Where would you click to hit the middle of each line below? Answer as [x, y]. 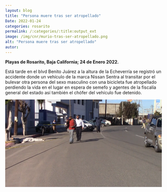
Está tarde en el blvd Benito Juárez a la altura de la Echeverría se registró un [83, 71]
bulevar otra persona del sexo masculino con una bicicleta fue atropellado [81, 82]
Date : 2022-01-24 [23, 21]
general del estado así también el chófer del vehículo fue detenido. [74, 92]
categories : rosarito [28, 26]
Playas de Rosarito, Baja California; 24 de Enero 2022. [62, 62]
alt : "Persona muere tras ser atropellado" [51, 42]
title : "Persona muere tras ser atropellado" [53, 16]
